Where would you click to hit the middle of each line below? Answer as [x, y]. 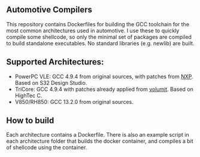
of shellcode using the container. [47, 147]
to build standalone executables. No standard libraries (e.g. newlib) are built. [100, 43]
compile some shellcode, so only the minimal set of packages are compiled [99, 37]
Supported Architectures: [55, 62]
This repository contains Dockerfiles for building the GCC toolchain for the [98, 24]
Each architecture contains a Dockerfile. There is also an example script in [98, 135]
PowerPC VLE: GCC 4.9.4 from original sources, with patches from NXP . [104, 76]
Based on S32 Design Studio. [51, 82]
